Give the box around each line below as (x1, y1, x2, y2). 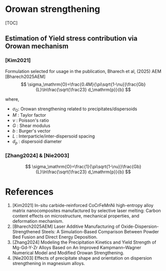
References (5, 186, 54, 197)
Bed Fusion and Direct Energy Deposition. (12, 234, 98, 240)
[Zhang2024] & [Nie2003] (5, 152, 69, 159)
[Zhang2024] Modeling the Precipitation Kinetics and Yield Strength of (12, 239, 157, 245)
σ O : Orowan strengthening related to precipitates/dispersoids (12, 106, 137, 113)
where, (5, 96, 20, 102)
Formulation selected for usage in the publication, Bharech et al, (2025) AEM (5, 68, 162, 74)
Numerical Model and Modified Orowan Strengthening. (12, 250, 124, 256)
